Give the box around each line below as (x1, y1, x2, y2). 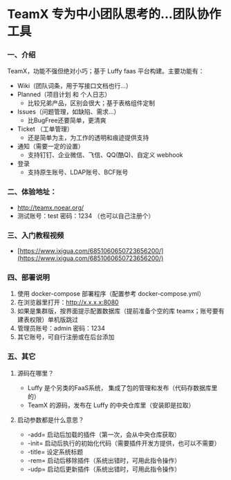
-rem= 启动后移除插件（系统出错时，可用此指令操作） (27, 456, 181, 464)
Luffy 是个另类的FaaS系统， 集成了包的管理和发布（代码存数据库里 (27, 383, 218, 391)
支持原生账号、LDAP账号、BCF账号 (27, 168, 129, 176)
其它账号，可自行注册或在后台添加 (17, 333, 115, 341)
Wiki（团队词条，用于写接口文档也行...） (17, 82, 133, 90)
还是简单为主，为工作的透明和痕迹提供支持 (27, 133, 149, 142)
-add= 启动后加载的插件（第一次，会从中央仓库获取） (27, 430, 181, 439)
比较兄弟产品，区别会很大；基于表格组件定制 (27, 99, 156, 107)
